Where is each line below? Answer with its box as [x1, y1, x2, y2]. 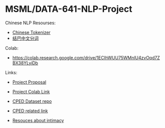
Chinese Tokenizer [12, 29, 51, 35]
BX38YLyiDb [12, 60, 38, 66]
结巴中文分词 [12, 35, 39, 41]
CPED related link [12, 108, 48, 114]
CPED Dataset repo [12, 98, 52, 104]
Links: [5, 69, 17, 75]
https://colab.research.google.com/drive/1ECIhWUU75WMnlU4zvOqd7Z [12, 54, 160, 60]
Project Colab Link [12, 88, 50, 94]
